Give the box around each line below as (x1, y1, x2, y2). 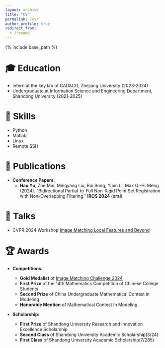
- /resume (9, 30, 30, 35)
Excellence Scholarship (19, 326, 68, 332)
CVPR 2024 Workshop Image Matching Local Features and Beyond (12, 227, 150, 233)
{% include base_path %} (5, 44, 58, 50)
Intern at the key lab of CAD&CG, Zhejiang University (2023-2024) (12, 82, 148, 88)
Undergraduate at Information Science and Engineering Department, (12, 88, 153, 94)
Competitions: (12, 265, 43, 271)
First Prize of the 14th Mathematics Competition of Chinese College (19, 280, 159, 286)
